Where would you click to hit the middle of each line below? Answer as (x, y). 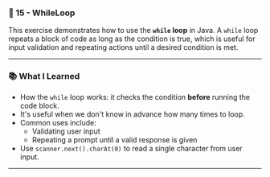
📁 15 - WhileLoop (42, 13)
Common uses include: (58, 122)
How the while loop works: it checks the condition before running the (135, 97)
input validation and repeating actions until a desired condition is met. (123, 47)
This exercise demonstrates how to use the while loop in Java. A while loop (133, 31)
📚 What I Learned (44, 76)
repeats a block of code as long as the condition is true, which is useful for (132, 39)
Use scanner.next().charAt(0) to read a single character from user (131, 148)
